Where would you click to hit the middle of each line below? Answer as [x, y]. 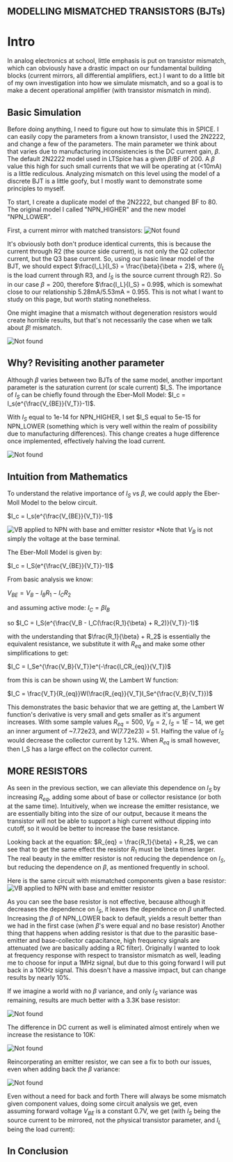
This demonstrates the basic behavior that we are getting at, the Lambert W [116, 707]
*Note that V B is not [184, 530]
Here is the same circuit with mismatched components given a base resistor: [117, 881]
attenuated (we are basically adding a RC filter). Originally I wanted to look [114, 948]
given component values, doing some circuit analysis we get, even [103, 1103]
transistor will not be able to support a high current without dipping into [109, 821]
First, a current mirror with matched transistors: [75, 230]
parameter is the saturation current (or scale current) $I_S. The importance [114, 387]
